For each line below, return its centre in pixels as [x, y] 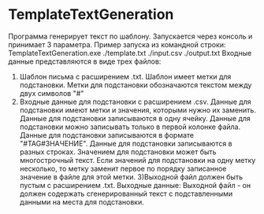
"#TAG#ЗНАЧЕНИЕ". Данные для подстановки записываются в [126, 143]
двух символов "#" [52, 93]
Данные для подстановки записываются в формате [107, 135]
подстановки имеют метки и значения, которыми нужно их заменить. [138, 110]
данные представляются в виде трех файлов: [85, 61]
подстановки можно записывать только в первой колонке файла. [130, 127]
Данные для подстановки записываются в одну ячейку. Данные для [135, 118]
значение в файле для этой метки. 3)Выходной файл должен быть [131, 177]
